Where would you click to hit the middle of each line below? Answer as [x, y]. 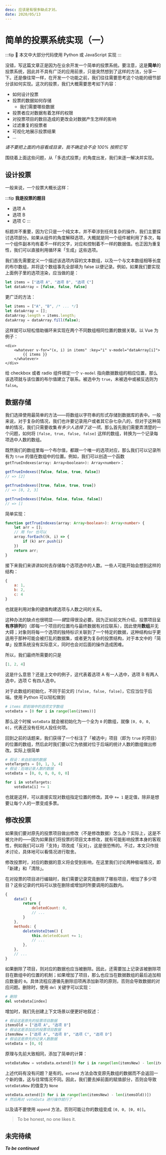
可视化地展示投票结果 [34, 131]
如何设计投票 [25, 94]
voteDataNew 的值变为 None [32, 1085]
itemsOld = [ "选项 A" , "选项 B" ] [38, 1025]
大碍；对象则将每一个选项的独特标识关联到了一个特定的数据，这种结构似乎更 [83, 632]
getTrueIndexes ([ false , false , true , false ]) [53, 472]
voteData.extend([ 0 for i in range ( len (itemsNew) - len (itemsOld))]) [78, 1095]
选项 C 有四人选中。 [38, 681]
